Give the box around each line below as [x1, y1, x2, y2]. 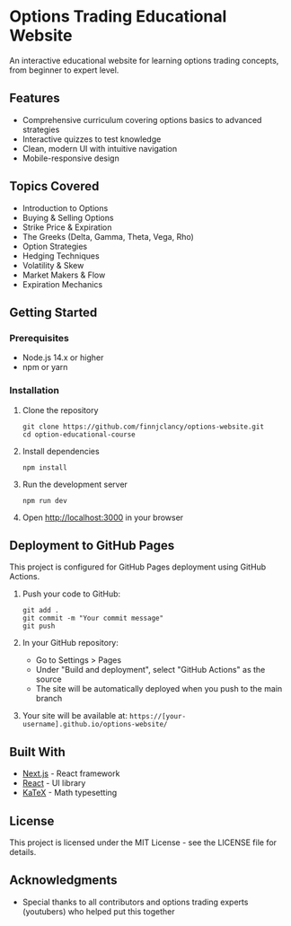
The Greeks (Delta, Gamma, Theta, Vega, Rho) [22, 231, 195, 242]
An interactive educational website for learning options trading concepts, [9, 55, 279, 66]
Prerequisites [9, 331, 69, 344]
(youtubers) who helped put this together [22, 905, 175, 917]
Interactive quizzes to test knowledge [22, 133, 162, 145]
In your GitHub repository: [22, 638, 119, 648]
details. [9, 846, 37, 857]
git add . [22, 606, 60, 615]
